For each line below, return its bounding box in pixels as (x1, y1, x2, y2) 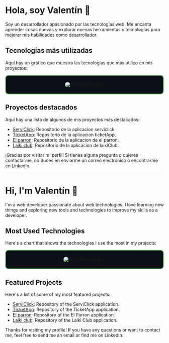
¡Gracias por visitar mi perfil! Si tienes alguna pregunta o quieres (5, 152, 138, 158)
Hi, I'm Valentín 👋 (5, 185, 78, 196)
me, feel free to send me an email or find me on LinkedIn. (5, 332, 124, 338)
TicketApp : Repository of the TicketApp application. (12, 306, 120, 313)
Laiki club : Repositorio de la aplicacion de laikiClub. (12, 142, 119, 148)
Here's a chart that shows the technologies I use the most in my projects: (5, 240, 157, 246)
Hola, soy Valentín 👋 (5, 5, 91, 16)
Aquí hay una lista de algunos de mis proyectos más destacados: (5, 117, 140, 123)
